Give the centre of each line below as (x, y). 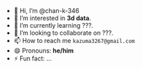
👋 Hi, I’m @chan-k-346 (46, 11)
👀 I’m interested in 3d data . (52, 18)
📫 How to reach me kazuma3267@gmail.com (74, 41)
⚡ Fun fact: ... (33, 58)
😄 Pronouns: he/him (44, 51)
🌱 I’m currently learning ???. (53, 25)
